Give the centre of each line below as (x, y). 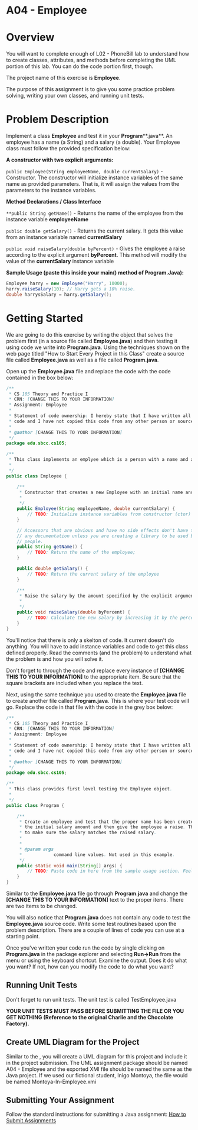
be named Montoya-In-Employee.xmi (51, 1081)
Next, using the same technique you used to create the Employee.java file (96, 694)
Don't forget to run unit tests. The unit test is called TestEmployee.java (91, 999)
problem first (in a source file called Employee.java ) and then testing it (92, 341)
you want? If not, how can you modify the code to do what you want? (90, 967)
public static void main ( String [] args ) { (70, 866)
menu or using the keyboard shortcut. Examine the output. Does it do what (97, 960)
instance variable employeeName (47, 219)
